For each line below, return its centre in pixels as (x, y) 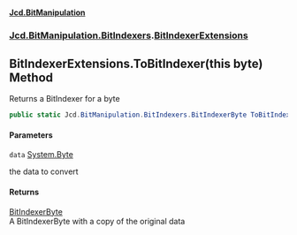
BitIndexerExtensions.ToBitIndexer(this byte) (136, 63)
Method (31, 77)
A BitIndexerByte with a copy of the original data (97, 221)
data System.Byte (41, 155)
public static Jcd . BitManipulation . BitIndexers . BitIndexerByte (128, 115)
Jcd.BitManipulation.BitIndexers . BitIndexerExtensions (129, 35)
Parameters (31, 135)
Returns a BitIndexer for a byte (65, 99)
